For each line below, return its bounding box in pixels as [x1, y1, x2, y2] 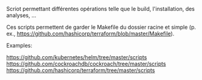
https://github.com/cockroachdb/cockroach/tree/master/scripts [6, 60, 166, 67]
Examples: [6, 42, 32, 49]
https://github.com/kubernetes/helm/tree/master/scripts [6, 54, 147, 60]
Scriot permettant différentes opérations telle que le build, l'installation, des [6, 5, 195, 12]
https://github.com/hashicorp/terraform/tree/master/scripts [6, 67, 155, 74]
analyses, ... [6, 12, 37, 19]
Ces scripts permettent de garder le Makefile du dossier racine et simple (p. [6, 24, 197, 31]
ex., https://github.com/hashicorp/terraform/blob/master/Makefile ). [6, 30, 175, 37]
